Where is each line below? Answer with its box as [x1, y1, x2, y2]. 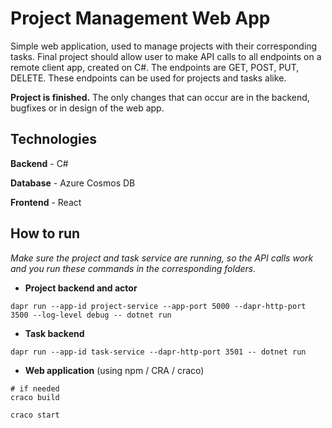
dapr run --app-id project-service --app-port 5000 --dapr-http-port [10, 301, 307, 311]
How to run [10, 225, 81, 242]
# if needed [10, 383, 60, 394]
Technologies [10, 131, 98, 148]
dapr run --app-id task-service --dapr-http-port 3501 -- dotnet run [10, 347, 307, 357]
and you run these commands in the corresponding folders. [10, 262, 257, 274]
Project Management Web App [10, 7, 271, 30]
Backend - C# [10, 157, 69, 169]
